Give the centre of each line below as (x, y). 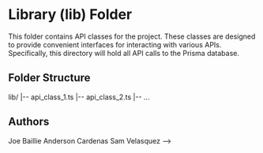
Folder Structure (49, 78)
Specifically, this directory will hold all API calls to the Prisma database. (124, 53)
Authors (29, 122)
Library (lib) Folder (70, 15)
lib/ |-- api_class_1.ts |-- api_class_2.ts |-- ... (79, 97)
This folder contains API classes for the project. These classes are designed (132, 36)
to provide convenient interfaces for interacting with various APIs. (115, 44)
